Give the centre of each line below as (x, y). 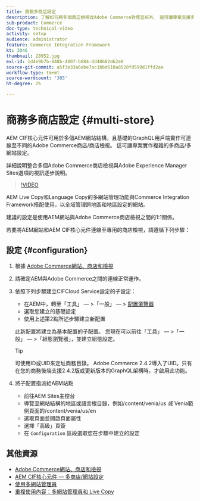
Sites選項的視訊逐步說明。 (38, 173)
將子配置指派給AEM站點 (44, 383)
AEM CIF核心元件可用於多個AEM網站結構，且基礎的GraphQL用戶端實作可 (96, 138)
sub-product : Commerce (34, 23)
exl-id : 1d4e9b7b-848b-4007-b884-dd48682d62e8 (65, 61)
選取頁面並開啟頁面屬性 (52, 418)
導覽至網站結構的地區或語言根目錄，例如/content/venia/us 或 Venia (106, 403)
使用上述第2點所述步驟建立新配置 (65, 319)
